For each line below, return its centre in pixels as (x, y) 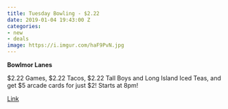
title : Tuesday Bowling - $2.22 (53, 13)
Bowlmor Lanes (30, 65)
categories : (24, 26)
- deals (18, 39)
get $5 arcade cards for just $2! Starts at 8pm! (73, 85)
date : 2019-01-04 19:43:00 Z (49, 20)
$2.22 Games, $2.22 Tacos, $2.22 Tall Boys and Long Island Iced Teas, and (114, 78)
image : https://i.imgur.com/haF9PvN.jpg (66, 45)
